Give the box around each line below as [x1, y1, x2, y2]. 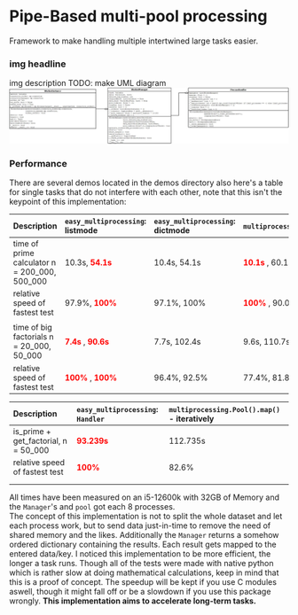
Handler [76, 415, 105, 424]
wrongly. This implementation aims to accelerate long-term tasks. [9, 596, 257, 606]
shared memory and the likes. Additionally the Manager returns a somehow [9, 530, 279, 541]
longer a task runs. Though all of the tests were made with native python [9, 558, 274, 569]
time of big [12, 322, 53, 333]
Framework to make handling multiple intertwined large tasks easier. [9, 35, 259, 46]
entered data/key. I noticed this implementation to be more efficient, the [9, 549, 271, 559]
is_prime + [12, 425, 51, 436]
